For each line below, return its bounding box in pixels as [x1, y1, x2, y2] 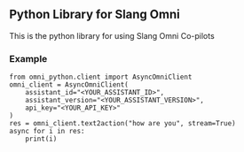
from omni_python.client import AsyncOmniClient [9, 72, 193, 82]
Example [9, 52, 48, 65]
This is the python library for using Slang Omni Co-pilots [9, 30, 215, 41]
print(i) [25, 134, 58, 144]
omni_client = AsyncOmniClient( [9, 80, 129, 89]
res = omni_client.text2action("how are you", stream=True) [9, 119, 237, 128]
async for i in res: [9, 127, 86, 136]
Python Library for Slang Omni [9, 7, 180, 22]
